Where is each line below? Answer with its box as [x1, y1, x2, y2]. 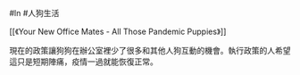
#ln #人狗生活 [9, 8, 60, 18]
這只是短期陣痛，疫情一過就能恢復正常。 [9, 56, 158, 67]
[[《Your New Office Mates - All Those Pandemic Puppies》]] [9, 26, 227, 37]
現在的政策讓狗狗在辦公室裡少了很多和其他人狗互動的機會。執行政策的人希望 [9, 46, 291, 55]
